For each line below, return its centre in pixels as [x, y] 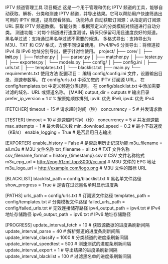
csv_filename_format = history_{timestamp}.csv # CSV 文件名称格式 [75, 155]
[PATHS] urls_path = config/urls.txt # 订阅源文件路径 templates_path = [78, 195]
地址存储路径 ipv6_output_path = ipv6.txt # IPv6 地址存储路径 [68, 214]
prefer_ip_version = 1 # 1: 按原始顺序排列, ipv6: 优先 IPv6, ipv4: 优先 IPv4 [80, 98]
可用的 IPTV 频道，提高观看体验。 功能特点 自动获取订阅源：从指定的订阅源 [83, 20]
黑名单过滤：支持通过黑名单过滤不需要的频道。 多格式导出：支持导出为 [78, 39]
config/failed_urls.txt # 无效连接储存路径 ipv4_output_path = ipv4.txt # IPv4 [83, 208]
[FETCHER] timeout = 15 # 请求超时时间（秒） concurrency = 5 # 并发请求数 [84, 109]
